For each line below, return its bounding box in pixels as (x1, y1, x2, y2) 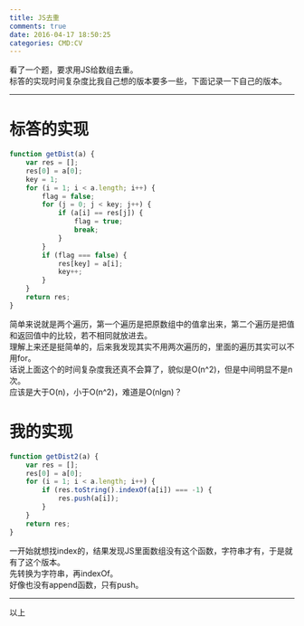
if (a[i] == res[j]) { (57, 209, 144, 218)
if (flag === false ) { (42, 251, 128, 260)
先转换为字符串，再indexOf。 (9, 567, 119, 579)
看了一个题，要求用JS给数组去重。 (9, 64, 138, 75)
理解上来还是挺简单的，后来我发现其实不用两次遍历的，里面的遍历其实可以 (9, 341, 287, 352)
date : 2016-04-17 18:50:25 (9, 30, 111, 39)
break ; (73, 225, 100, 235)
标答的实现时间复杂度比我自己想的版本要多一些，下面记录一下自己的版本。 (9, 76, 287, 87)
